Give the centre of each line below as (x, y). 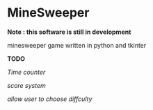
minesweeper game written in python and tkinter (77, 45)
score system (27, 85)
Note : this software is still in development (69, 32)
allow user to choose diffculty (50, 99)
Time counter (26, 72)
